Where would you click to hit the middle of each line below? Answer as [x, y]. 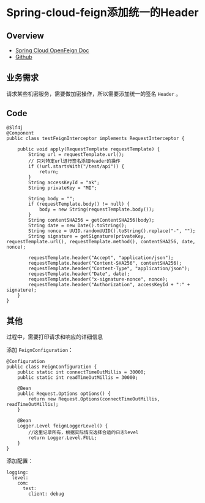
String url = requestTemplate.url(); [76, 154]
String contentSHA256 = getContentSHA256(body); [91, 220]
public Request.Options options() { [64, 394]
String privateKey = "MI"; [63, 188]
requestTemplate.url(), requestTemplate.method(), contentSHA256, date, [101, 241]
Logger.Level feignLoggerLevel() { [63, 426]
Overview [25, 35]
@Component [20, 133]
